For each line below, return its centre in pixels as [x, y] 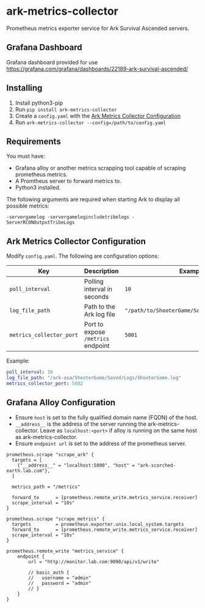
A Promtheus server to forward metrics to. [68, 181]
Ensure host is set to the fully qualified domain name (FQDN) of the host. [106, 417]
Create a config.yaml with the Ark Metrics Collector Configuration [98, 116]
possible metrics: [28, 206]
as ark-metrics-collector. [46, 437]
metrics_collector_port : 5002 [45, 383]
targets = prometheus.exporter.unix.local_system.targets [98, 524]
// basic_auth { [49, 572]
